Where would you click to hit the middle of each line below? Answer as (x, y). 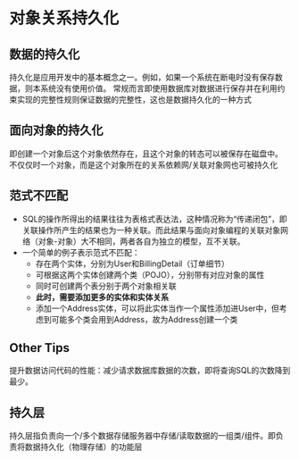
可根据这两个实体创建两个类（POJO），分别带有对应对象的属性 (150, 274)
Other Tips (39, 348)
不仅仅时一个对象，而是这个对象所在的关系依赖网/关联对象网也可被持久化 (144, 164)
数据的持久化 (45, 54)
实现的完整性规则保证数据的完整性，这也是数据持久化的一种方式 (134, 100)
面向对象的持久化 (56, 130)
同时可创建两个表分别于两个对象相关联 (106, 286)
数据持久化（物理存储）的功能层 (83, 447)
